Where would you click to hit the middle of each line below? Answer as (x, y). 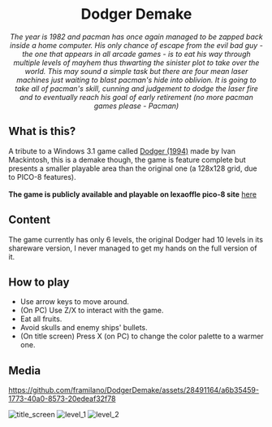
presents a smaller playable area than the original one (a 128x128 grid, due (133, 168)
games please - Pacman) (136, 106)
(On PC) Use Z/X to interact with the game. (92, 311)
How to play (39, 282)
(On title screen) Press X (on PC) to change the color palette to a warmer (142, 336)
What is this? (42, 131)
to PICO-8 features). (42, 176)
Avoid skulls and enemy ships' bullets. (84, 328)
